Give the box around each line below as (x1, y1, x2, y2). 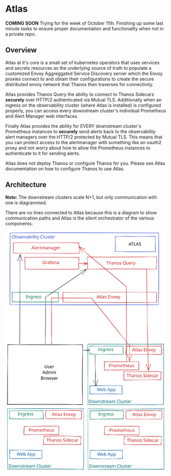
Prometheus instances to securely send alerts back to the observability (5, 128, 156, 134)
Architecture (5, 181, 47, 189)
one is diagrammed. (5, 200, 47, 206)
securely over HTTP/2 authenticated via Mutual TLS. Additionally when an (5, 96, 162, 103)
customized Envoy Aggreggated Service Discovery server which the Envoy (5, 70, 163, 76)
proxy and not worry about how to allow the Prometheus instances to (5, 145, 151, 151)
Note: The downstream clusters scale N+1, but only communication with (5, 194, 157, 200)
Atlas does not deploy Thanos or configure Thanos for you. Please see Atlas (5, 160, 165, 166)
